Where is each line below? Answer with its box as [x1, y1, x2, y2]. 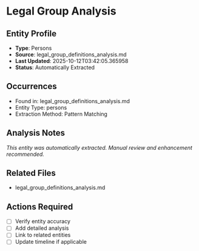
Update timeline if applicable [15, 238, 87, 246]
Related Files [6, 168, 56, 178]
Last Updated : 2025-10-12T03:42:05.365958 [15, 58, 129, 64]
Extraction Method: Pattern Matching [15, 110, 108, 118]
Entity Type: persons [15, 104, 67, 111]
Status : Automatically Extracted [15, 64, 95, 71]
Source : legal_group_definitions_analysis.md [15, 51, 127, 58]
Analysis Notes [6, 128, 66, 138]
